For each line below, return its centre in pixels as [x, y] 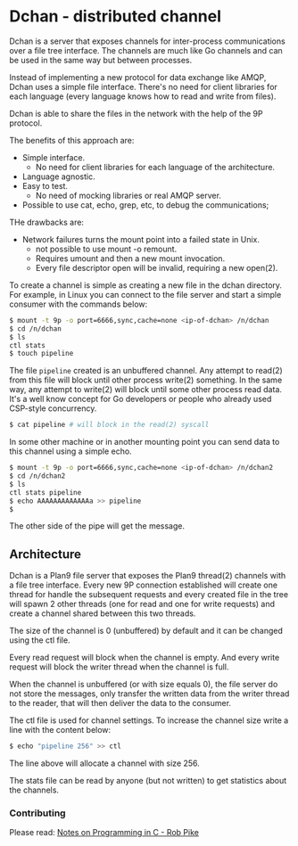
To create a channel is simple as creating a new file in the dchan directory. [146, 285]
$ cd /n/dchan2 [37, 476]
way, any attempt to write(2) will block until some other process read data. [146, 390]
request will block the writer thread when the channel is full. [119, 667]
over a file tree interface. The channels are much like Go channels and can [146, 50]
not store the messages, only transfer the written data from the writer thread [149, 694]
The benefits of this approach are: [72, 140]
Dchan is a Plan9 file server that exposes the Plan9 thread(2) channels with [148, 576]
